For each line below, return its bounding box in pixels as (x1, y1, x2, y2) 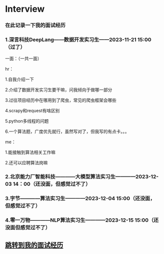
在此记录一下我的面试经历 (5, 22, 66, 29)
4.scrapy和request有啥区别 (5, 108, 60, 114)
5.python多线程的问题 (5, 118, 49, 124)
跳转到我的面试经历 (5, 241, 63, 249)
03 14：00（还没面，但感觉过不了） (5, 180, 91, 187)
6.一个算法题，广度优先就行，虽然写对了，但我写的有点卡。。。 (5, 128, 130, 134)
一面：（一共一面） (5, 55, 42, 62)
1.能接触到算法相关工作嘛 (5, 150, 55, 155)
